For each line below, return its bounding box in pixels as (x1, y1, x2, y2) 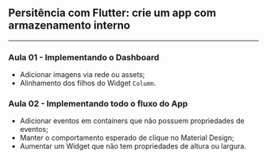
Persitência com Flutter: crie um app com (8, 6, 217, 20)
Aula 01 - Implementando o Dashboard (8, 52, 160, 63)
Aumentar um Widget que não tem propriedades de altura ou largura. (19, 142, 246, 151)
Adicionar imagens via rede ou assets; (19, 70, 145, 79)
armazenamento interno (8, 19, 131, 33)
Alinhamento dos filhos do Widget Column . (19, 79, 157, 88)
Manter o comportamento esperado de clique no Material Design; (19, 133, 234, 142)
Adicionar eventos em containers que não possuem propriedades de (19, 116, 245, 126)
